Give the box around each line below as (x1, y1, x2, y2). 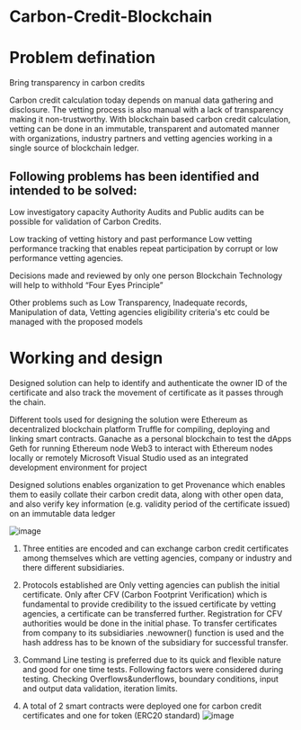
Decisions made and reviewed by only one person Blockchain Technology (9, 270, 283, 281)
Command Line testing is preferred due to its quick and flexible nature (22, 654, 281, 665)
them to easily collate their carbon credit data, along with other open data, (9, 489, 284, 500)
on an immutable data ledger (9, 508, 116, 518)
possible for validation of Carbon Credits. (9, 216, 162, 227)
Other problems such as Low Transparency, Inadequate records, (9, 297, 248, 308)
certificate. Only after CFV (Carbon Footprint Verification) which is (22, 589, 268, 599)
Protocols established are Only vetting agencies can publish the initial (22, 579, 280, 590)
